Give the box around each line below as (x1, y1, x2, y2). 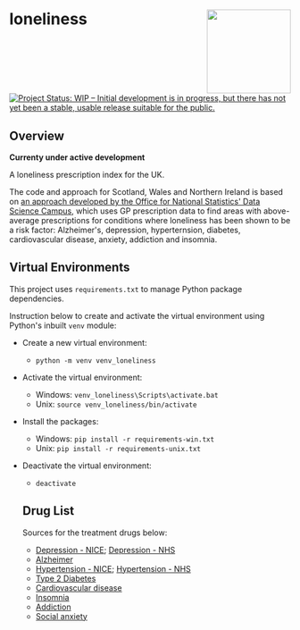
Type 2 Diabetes (35, 573, 96, 584)
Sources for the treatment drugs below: (21, 527, 168, 538)
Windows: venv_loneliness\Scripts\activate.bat (35, 389, 219, 399)
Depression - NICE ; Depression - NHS (35, 544, 176, 555)
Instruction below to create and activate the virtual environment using (9, 310, 265, 321)
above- (262, 206, 290, 216)
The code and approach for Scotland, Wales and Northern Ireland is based (9, 187, 284, 197)
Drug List (21, 503, 74, 518)
